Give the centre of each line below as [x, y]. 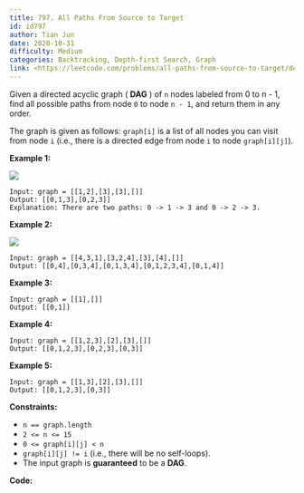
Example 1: [30, 158]
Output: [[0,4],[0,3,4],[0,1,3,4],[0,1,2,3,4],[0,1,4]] [117, 266]
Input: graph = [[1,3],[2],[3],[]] [76, 382]
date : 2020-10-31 [42, 43]
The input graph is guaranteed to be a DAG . [104, 462]
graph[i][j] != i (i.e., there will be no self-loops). [116, 453]
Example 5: [31, 365]
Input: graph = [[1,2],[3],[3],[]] [76, 191]
